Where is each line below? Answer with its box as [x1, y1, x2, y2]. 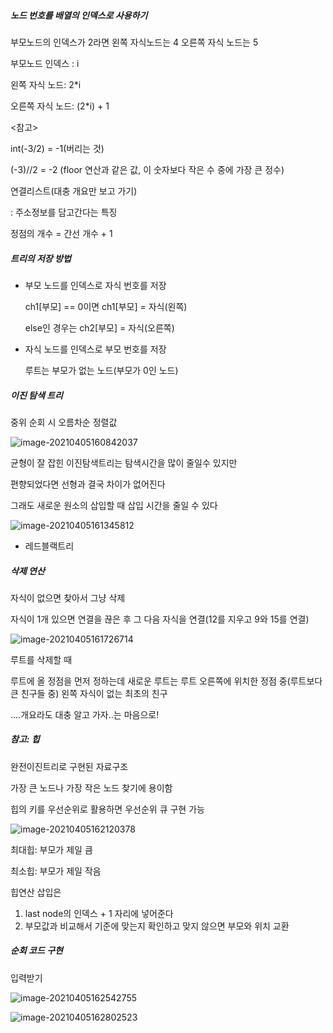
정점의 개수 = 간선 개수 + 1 [10, 227, 113, 239]
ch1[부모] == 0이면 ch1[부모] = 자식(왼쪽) [24, 300, 188, 312]
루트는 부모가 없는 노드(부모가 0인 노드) [24, 364, 179, 376]
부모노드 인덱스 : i [10, 57, 80, 69]
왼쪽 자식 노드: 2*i [10, 78, 82, 90]
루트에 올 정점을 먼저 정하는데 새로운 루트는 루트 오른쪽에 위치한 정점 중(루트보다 [10, 675, 323, 687]
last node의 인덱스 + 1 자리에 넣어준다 [24, 907, 174, 919]
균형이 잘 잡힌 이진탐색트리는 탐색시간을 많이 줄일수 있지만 [10, 456, 238, 469]
